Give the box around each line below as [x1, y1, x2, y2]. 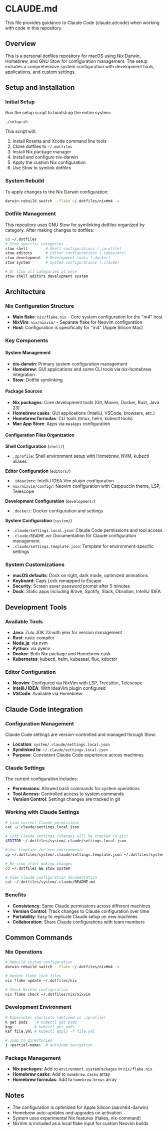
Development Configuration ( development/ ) [5, 498, 96, 504]
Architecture [5, 288, 46, 296]
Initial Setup [5, 98, 35, 105]
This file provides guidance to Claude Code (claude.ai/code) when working [5, 20, 160, 26]
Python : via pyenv [12, 645, 50, 651]
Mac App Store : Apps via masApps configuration [12, 421, 110, 427]
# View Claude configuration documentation [5, 875, 97, 880]
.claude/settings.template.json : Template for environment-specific [12, 543, 154, 549]
